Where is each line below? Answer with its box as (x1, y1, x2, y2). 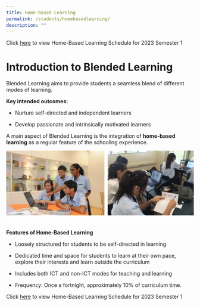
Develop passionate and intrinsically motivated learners (14, 121, 151, 128)
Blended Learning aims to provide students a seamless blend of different (6, 80, 185, 87)
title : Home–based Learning (6, 10, 76, 16)
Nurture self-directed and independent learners (14, 109, 132, 116)
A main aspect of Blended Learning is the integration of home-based (6, 132, 176, 140)
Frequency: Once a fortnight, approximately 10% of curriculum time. (14, 281, 182, 289)
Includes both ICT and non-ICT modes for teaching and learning (14, 270, 173, 277)
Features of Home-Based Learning (6, 228, 93, 236)
